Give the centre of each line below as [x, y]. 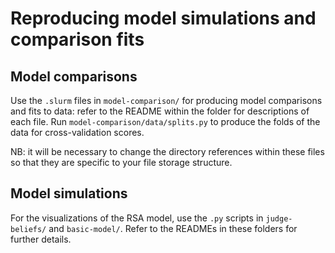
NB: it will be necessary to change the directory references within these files [167, 151]
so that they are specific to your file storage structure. [121, 162]
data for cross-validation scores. [77, 132]
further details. [41, 239]
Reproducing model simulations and [163, 18]
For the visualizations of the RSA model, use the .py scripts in [137, 218]
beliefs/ [28, 229]
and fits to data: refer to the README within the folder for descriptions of [160, 111]
